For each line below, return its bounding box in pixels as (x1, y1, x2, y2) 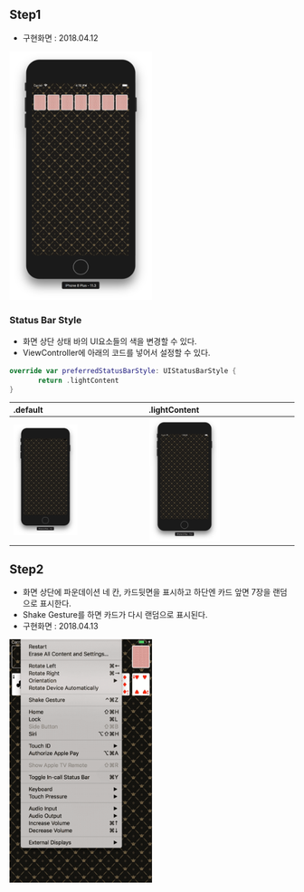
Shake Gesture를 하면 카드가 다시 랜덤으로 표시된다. (22, 609, 208, 620)
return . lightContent (37, 376, 119, 385)
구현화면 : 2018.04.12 (22, 32, 99, 43)
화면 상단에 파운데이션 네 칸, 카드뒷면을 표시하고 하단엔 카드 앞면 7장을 (22, 587, 271, 598)
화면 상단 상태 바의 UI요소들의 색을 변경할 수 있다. (22, 335, 197, 347)
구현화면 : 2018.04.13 (22, 620, 99, 632)
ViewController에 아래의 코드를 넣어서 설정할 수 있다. (22, 347, 211, 358)
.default (13, 404, 43, 415)
